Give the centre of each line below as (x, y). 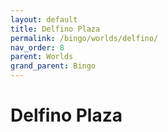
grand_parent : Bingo (53, 66)
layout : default (44, 19)
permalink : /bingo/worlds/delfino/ (84, 38)
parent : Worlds (42, 57)
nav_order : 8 (37, 47)
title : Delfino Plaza (55, 29)
